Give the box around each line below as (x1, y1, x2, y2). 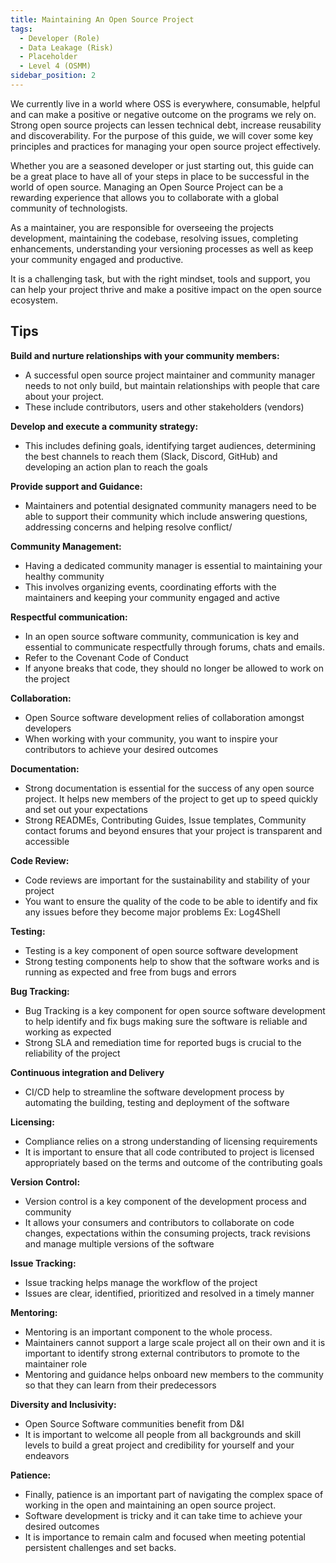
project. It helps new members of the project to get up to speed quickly (24, 792, 318, 805)
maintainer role (24, 1357, 88, 1370)
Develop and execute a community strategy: (10, 420, 199, 432)
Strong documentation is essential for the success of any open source (24, 782, 315, 794)
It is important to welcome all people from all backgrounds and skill (24, 1428, 302, 1440)
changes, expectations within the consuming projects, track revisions (24, 1227, 311, 1239)
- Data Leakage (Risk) (19, 42, 114, 53)
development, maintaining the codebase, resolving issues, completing (10, 232, 299, 244)
